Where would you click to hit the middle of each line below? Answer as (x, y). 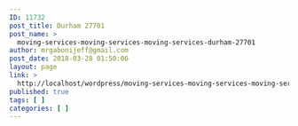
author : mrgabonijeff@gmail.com (69, 51)
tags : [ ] (27, 100)
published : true (39, 91)
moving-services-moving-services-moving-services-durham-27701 (136, 42)
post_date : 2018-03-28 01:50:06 (69, 59)
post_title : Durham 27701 (57, 26)
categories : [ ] (39, 108)
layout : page (33, 67)
